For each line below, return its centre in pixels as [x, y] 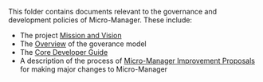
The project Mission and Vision [71, 35]
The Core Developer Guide [64, 52]
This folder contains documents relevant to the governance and [113, 12]
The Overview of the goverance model [83, 44]
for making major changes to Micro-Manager [94, 69]
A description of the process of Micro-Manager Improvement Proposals [137, 61]
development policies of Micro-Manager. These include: [100, 20]
